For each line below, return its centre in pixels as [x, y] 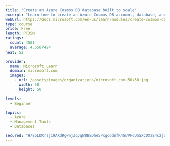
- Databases [23, 127]
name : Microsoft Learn [34, 66]
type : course [19, 24]
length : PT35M [20, 33]
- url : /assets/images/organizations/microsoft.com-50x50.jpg [81, 80]
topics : [13, 112]
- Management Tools [30, 122]
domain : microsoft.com [34, 71]
